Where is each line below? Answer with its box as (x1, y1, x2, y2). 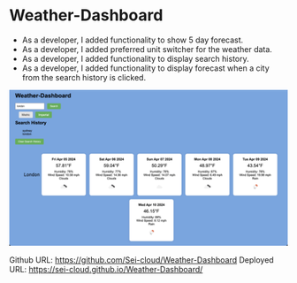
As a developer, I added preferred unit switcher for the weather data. (21, 43, 272, 54)
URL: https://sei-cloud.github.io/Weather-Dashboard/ (9, 264, 203, 275)
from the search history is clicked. (21, 72, 147, 82)
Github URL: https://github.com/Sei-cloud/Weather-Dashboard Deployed (9, 255, 274, 265)
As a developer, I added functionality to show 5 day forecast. (21, 34, 244, 45)
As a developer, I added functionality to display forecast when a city (21, 63, 270, 73)
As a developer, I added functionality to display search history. (21, 53, 249, 64)
